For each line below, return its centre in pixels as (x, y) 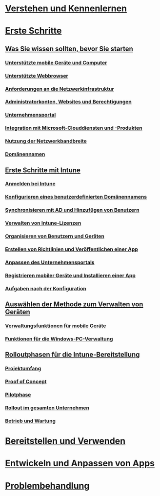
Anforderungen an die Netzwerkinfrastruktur (60, 89)
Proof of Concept (26, 382)
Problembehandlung (47, 486)
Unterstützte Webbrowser (37, 76)
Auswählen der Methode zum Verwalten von (74, 305)
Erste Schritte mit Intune (43, 170)
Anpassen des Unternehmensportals (50, 262)
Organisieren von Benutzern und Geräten (55, 236)
